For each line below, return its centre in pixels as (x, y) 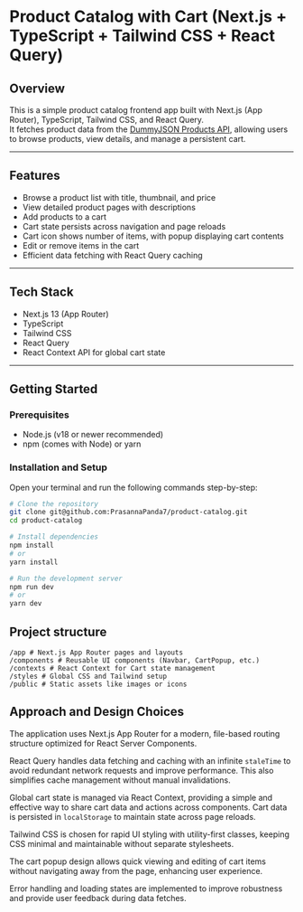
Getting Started (54, 389)
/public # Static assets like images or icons (98, 684)
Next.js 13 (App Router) (66, 314)
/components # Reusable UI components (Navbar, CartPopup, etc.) (134, 661)
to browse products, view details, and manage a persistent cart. (128, 139)
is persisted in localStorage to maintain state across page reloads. (133, 816)
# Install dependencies (54, 537)
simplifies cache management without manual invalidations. (120, 780)
